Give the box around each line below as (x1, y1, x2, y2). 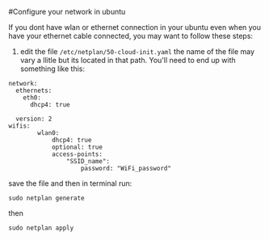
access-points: (51, 150, 103, 158)
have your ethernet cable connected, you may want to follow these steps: (8, 32, 253, 40)
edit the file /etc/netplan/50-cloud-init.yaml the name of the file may (19, 47, 255, 56)
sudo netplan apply (8, 224, 74, 232)
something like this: (19, 64, 85, 74)
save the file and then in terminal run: (8, 179, 132, 188)
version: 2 (15, 115, 53, 123)
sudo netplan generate (8, 194, 85, 202)
